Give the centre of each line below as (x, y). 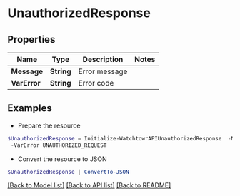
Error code (96, 83)
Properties (31, 40)
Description (103, 60)
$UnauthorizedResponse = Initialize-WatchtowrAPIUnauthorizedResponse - (120, 138)
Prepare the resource (49, 125)
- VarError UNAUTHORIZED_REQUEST (59, 145)
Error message (103, 71)
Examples (30, 108)
